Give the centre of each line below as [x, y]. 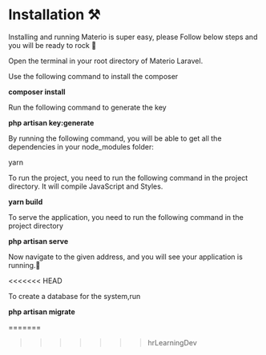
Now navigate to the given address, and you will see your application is [125, 257]
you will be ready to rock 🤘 [52, 45]
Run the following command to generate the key [87, 107]
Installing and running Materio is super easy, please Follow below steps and [133, 37]
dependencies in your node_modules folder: [81, 146]
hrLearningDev [173, 342]
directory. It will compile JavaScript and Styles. [86, 186]
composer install [37, 92]
